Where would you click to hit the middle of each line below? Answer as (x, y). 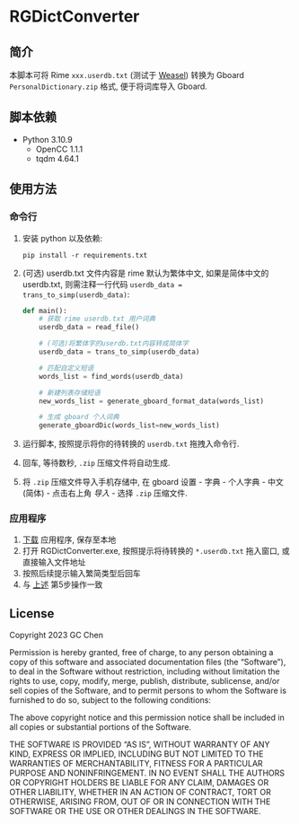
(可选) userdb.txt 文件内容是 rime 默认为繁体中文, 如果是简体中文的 (145, 273)
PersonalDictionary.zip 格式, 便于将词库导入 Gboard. (109, 86)
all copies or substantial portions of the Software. (100, 727)
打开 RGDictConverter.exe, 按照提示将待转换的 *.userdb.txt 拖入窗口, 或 (156, 551)
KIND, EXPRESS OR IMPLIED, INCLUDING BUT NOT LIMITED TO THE (136, 754)
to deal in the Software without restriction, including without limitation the (145, 671)
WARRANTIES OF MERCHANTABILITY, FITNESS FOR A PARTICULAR (136, 764)
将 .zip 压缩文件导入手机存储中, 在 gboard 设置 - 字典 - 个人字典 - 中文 (153, 482)
